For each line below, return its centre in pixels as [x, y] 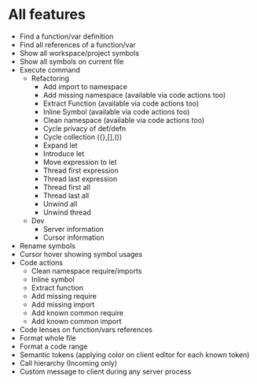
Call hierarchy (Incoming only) [68, 363]
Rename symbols [48, 245]
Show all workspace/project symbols [79, 53]
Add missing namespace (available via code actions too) [134, 95]
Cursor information [73, 237]
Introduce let [64, 153]
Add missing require [64, 296]
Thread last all [66, 196]
